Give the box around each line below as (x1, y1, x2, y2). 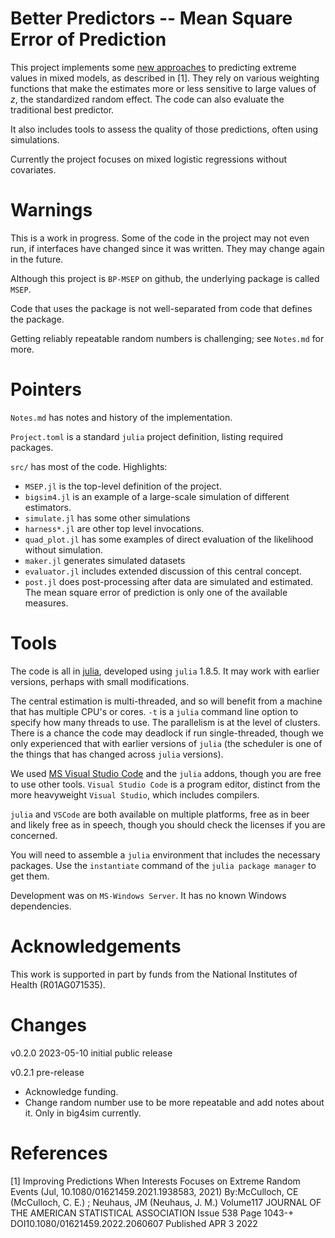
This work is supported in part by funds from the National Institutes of (10, 968, 298, 980)
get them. (10, 870, 50, 882)
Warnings (10, 199, 93, 222)
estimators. (24, 501, 72, 513)
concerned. (10, 829, 58, 841)
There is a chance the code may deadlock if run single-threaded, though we (10, 727, 325, 739)
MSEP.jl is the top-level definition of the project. (24, 480, 222, 492)
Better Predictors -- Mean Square (10, 7, 293, 30)
